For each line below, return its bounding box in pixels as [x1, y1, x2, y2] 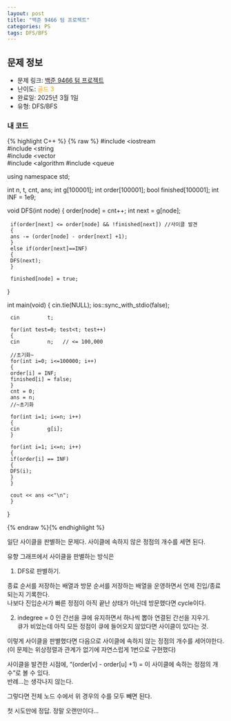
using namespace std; [7, 172, 70, 181]
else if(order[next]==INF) [10, 246, 88, 253]
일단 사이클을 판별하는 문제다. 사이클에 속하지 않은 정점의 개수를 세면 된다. [7, 537, 205, 546]
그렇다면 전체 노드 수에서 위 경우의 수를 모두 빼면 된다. [7, 692, 152, 700]
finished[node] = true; [10, 275, 79, 283]
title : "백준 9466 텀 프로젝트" [7, 17, 90, 23]
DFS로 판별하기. [17, 567, 61, 575]
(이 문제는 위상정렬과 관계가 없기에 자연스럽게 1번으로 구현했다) [7, 646, 177, 654]
